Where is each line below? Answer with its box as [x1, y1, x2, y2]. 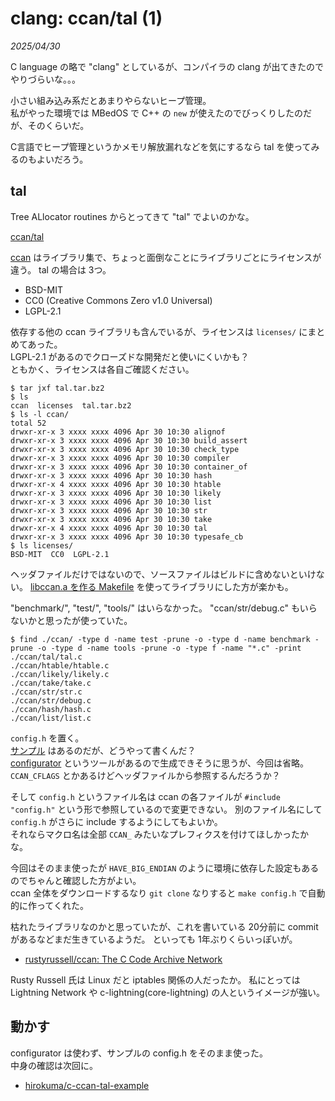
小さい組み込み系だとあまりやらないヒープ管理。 [10, 94, 212, 106]
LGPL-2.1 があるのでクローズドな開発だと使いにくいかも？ [10, 350, 250, 362]
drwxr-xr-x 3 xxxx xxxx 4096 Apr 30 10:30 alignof [10, 427, 226, 437]
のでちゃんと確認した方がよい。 [10, 874, 142, 886]
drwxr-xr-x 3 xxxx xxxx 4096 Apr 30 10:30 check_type [10, 444, 240, 454]
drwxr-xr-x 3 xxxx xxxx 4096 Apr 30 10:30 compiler [10, 453, 230, 463]
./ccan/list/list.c [10, 713, 92, 723]
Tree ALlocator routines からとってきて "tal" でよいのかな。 [10, 210, 255, 222]
